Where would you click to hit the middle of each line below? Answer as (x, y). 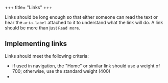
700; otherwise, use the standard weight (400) (61, 71)
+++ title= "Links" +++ (29, 7)
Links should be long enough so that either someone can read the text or (81, 17)
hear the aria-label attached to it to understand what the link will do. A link (84, 23)
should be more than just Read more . (42, 28)
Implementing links (36, 44)
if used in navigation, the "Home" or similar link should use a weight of (86, 66)
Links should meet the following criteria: (47, 56)
